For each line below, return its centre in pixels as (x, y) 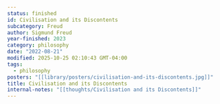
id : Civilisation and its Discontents (63, 20)
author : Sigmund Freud (40, 32)
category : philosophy (38, 45)
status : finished (32, 13)
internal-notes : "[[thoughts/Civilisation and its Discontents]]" (104, 90)
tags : (15, 64)
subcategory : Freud (35, 26)
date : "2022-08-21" (35, 52)
